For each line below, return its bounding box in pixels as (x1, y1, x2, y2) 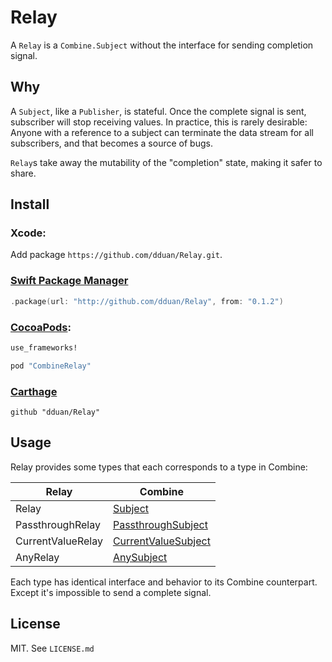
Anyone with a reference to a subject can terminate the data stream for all (10, 126, 314, 138)
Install (10, 196, 50, 213)
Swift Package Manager (10, 274, 129, 288)
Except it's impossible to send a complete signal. (10, 586, 212, 598)
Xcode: (10, 226, 47, 240)
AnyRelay (15, 550, 60, 564)
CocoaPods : (10, 320, 72, 334)
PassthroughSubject (112, 517, 208, 531)
